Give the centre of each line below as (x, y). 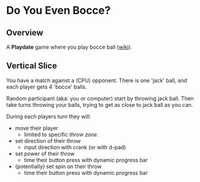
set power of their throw (45, 153)
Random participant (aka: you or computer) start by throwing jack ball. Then (100, 98)
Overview (25, 33)
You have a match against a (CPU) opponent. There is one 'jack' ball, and (97, 80)
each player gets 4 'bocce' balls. (47, 86)
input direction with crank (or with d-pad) (75, 147)
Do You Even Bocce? (59, 11)
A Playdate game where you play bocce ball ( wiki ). (69, 47)
